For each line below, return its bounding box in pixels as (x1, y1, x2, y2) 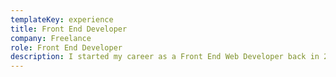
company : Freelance (10, 33, 92, 43)
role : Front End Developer (10, 42, 123, 53)
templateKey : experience (10, 14, 114, 25)
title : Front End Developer (10, 24, 128, 34)
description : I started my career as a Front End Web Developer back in (10, 52, 320, 62)
